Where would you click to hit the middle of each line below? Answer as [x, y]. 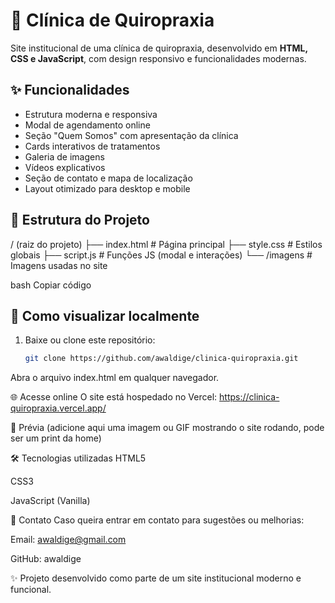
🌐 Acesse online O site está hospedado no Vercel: [114, 397]
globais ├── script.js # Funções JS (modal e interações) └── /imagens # [161, 255]
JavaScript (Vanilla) [50, 501]
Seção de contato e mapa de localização [108, 178]
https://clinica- [249, 397]
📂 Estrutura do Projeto [80, 220]
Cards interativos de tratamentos [92, 146]
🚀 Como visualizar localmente [105, 315]
